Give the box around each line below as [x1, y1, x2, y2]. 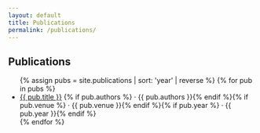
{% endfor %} [19, 117, 65, 127]
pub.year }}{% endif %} [19, 109, 97, 118]
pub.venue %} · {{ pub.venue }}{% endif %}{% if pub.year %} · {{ [19, 101, 232, 110]
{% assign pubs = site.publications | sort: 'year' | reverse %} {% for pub [19, 76, 253, 85]
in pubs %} [19, 84, 56, 94]
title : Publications [8, 19, 76, 27]
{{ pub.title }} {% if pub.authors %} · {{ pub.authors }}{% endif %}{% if [19, 92, 249, 102]
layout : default [8, 11, 61, 20]
